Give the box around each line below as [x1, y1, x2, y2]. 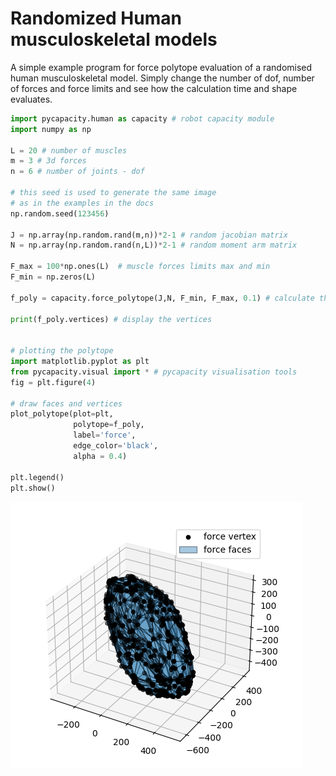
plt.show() [10, 483, 56, 493]
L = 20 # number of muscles [10, 145, 128, 156]
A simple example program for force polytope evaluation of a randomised [10, 61, 313, 73]
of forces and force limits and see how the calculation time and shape [10, 82, 298, 94]
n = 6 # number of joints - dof [10, 167, 145, 177]
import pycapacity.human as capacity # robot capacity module [10, 113, 275, 124]
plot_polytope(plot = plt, [10, 409, 114, 419]
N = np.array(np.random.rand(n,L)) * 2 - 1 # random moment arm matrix [10, 240, 298, 251]
